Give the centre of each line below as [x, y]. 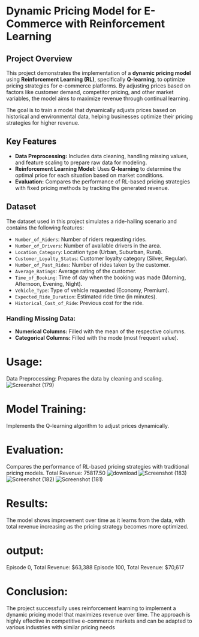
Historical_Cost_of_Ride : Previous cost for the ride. [79, 303]
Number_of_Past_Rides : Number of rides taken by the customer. [93, 264]
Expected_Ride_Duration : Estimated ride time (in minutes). [86, 296]
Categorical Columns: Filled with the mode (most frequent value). [97, 337]
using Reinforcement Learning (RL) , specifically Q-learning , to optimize [96, 79]
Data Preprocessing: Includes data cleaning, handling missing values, [102, 156]
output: [25, 550]
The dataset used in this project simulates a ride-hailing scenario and [91, 221]
